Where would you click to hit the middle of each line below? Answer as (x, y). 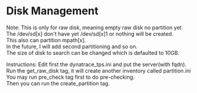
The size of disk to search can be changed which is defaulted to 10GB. (93, 52)
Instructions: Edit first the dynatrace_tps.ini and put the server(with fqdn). (96, 64)
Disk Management (52, 11)
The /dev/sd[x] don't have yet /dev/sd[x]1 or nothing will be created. (90, 33)
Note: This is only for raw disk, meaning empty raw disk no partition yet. (95, 27)
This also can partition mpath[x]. (46, 40)
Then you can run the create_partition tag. (58, 83)
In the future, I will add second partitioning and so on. (72, 46)
